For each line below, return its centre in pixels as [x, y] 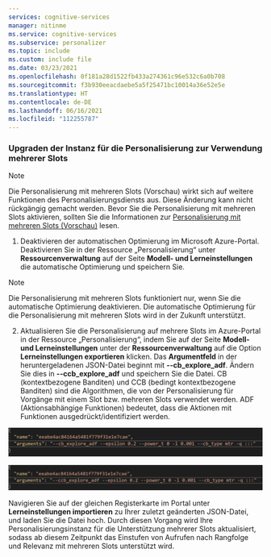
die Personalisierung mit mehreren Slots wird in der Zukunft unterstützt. [127, 315]
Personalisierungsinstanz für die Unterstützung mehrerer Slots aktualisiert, [132, 529]
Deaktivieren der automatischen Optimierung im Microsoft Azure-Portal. [140, 241]
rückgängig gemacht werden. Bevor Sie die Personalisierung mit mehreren [132, 209]
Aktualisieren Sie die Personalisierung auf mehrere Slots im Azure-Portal [140, 331]
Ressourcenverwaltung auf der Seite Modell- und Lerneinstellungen [136, 259]
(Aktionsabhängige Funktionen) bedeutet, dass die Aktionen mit [126, 408]
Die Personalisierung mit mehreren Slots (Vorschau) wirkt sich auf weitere [131, 191]
